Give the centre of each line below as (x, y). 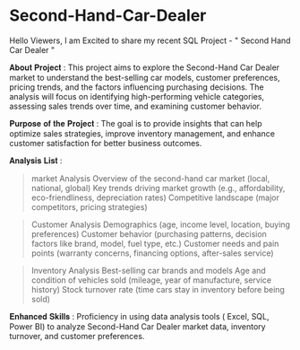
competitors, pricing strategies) (89, 206)
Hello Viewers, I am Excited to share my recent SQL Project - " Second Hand (150, 40)
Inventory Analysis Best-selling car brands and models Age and (148, 270)
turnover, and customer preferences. (77, 336)
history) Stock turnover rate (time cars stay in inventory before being (158, 289)
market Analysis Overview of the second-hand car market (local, (150, 178)
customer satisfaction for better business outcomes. (106, 143)
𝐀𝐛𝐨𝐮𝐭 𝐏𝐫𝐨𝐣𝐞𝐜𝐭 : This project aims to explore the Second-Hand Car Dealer (145, 67)
